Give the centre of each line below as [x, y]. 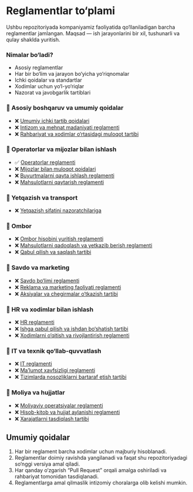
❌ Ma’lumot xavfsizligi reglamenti [55, 370]
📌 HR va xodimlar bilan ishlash [50, 309]
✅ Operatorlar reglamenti [45, 162]
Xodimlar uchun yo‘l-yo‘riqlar [49, 86]
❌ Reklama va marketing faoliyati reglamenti [68, 287]
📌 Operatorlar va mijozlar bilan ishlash [61, 149]
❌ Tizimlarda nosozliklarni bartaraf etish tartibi [71, 377]
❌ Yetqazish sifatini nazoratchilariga [58, 210]
